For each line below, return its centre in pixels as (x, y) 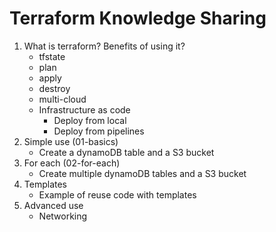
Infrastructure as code (84, 109)
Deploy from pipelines (99, 131)
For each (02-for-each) (72, 163)
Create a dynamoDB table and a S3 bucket (126, 152)
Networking (63, 216)
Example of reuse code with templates (117, 194)
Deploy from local (90, 120)
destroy (54, 88)
